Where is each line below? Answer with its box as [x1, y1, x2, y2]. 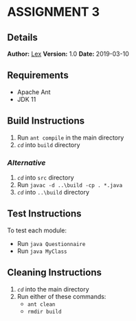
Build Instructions [7, 115, 85, 127]
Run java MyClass [16, 247, 67, 255]
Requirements [7, 69, 69, 81]
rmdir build [27, 308, 62, 315]
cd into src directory [16, 173, 74, 181]
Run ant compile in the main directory [16, 133, 124, 142]
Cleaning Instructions [7, 267, 102, 278]
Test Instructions [7, 208, 82, 220]
